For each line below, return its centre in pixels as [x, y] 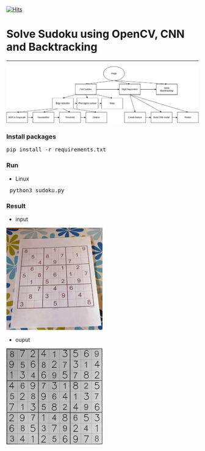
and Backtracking [52, 47]
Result [16, 206]
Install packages [31, 136]
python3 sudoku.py [37, 190]
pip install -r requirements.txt [56, 150]
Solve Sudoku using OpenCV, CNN [95, 34]
